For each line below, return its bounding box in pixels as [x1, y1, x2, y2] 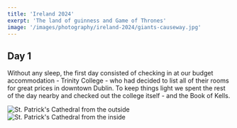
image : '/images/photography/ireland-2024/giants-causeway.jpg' [7, 23, 202, 31]
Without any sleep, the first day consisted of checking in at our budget [7, 69, 214, 78]
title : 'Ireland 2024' [7, 10, 75, 18]
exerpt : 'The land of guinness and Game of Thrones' [7, 17, 167, 24]
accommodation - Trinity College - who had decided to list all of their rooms [7, 76, 229, 85]
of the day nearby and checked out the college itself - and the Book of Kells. [7, 92, 231, 100]
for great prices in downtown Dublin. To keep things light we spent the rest [7, 84, 226, 92]
